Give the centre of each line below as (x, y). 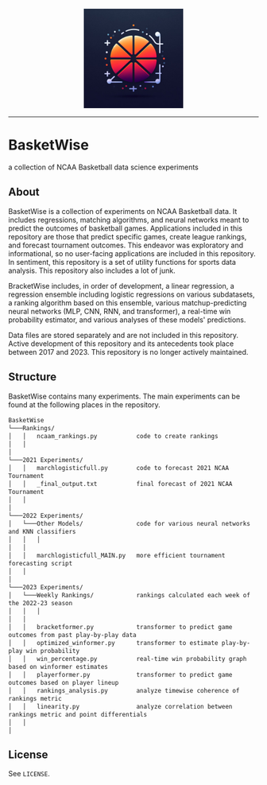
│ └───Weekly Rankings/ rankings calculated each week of (129, 595)
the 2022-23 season (41, 603)
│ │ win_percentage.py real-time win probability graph (128, 659)
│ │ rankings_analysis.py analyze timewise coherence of (124, 690)
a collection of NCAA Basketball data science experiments (103, 167)
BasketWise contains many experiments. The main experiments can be (124, 396)
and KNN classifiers (43, 531)
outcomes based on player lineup (64, 682)
